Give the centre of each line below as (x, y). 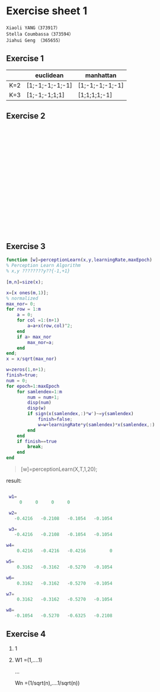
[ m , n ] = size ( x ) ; (25, 282)
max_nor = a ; (41, 342)
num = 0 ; (17, 381)
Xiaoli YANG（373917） (33, 28)
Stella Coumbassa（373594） (40, 34)
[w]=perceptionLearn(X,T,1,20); (59, 469)
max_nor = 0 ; (21, 304)
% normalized (22, 298)
